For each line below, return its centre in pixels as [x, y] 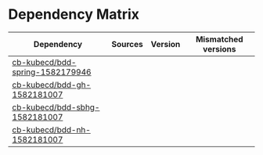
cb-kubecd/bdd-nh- [52, 129]
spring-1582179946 [52, 72]
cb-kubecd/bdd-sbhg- [56, 107]
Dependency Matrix [74, 14]
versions [220, 49]
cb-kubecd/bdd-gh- [52, 85]
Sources [127, 44]
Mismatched [220, 39]
